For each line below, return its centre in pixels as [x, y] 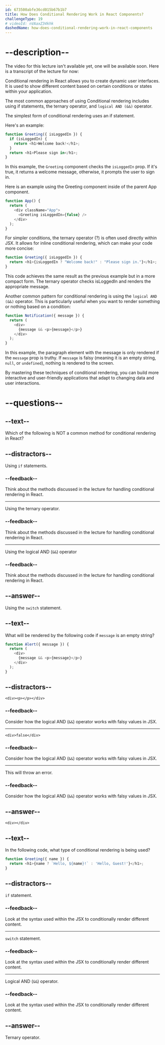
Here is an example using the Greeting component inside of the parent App [81, 187]
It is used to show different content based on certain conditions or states [79, 86]
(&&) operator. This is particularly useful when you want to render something [82, 301]
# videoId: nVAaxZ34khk [29, 23]
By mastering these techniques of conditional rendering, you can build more [82, 373]
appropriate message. [27, 287]
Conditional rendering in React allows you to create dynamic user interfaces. [82, 81]
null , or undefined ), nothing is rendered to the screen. [60, 363]
